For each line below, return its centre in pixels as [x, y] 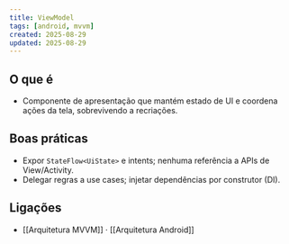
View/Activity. [48, 170]
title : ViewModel [42, 18]
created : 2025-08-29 [48, 34]
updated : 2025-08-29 [48, 43]
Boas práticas [49, 139]
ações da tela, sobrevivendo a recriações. [100, 111]
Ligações [36, 208]
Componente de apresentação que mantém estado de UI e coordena [150, 101]
